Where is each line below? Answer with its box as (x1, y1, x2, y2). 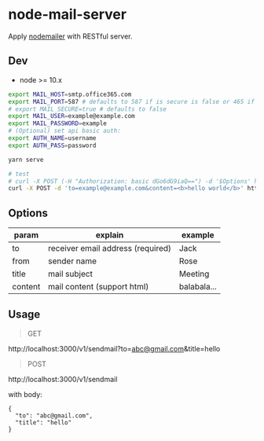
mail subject (48, 269, 93, 280)
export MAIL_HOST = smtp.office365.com (8, 90, 132, 98)
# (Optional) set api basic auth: (8, 127, 122, 135)
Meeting (178, 269, 210, 280)
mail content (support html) (48, 281, 149, 292)
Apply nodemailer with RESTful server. (8, 31, 133, 41)
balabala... (178, 281, 218, 292)
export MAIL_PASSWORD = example (8, 119, 108, 127)
